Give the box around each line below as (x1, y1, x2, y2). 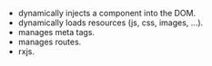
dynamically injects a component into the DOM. (17, 8, 197, 18)
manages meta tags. (17, 27, 96, 37)
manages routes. (17, 36, 82, 47)
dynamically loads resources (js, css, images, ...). (17, 17, 204, 28)
